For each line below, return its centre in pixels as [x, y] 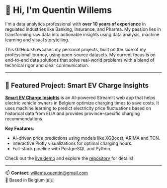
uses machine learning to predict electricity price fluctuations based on [78, 108]
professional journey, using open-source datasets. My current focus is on [80, 55]
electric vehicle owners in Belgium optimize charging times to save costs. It [82, 103]
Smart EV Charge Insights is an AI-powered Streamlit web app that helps [80, 97]
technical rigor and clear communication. [47, 65]
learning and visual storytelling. [37, 40]
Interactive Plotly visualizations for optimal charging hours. [72, 143]
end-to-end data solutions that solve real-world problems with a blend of [80, 60]
